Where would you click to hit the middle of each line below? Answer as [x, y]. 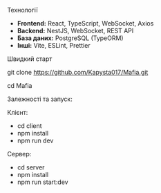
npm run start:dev [42, 182]
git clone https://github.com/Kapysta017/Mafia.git [78, 72]
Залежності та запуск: [40, 99]
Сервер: [19, 154]
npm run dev [35, 140]
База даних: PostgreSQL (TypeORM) [70, 38]
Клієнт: [18, 112]
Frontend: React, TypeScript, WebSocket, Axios [85, 23]
